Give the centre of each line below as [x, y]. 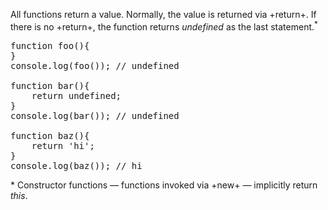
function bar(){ [50, 85]
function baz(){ [50, 135]
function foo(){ [50, 45]
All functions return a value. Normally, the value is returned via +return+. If [163, 14]
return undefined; [76, 95]
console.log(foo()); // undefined [95, 65]
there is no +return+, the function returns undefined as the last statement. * [164, 26]
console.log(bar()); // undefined [95, 115]
